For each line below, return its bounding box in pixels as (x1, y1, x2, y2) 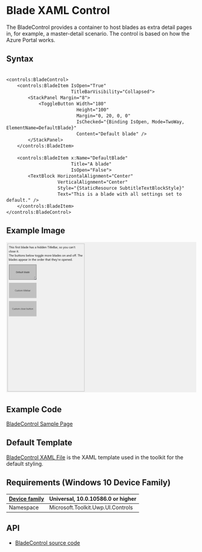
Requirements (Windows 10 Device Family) (6, 477, 171, 488)
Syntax (6, 54, 34, 64)
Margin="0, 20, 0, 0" (76, 113, 131, 119)
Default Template (6, 438, 72, 448)
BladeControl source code (14, 539, 80, 546)
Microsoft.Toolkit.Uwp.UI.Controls (49, 504, 133, 511)
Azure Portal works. (6, 36, 55, 43)
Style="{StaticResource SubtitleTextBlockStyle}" (57, 185, 185, 191)
